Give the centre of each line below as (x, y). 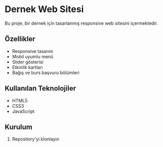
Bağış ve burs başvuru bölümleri (46, 72)
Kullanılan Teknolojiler (40, 88)
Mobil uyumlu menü (33, 56)
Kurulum (19, 127)
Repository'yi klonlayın (36, 139)
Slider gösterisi (28, 62)
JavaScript (23, 111)
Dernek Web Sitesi (44, 9)
